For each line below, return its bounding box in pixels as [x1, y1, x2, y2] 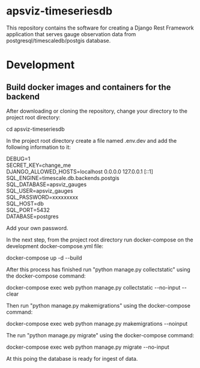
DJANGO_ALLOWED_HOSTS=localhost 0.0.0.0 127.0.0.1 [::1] [6, 167, 153, 175]
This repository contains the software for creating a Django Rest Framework [6, 24, 194, 31]
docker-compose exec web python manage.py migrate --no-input [6, 343, 169, 351]
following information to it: [6, 143, 71, 151]
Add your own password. [6, 224, 68, 231]
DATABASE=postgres [6, 213, 59, 220]
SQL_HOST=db [6, 200, 44, 207]
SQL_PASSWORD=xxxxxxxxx [6, 193, 79, 201]
